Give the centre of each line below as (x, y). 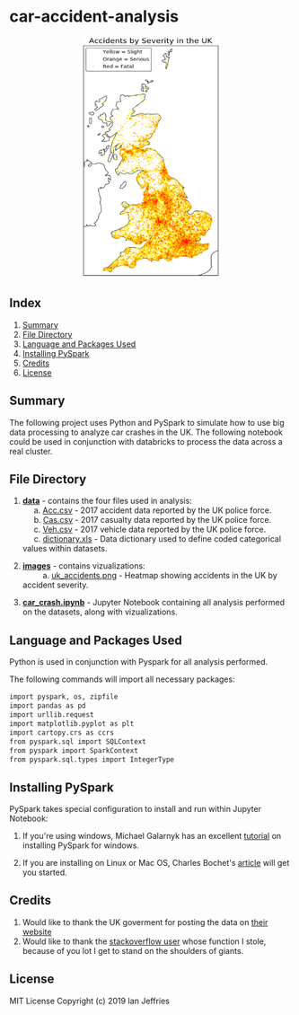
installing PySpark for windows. (80, 845)
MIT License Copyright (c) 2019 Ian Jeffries (90, 1001)
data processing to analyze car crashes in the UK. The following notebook (146, 432)
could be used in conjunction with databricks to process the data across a (146, 441)
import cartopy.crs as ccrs (62, 733)
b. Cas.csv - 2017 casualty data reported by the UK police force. (153, 520)
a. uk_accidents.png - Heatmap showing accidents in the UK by (160, 576)
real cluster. (31, 451)
